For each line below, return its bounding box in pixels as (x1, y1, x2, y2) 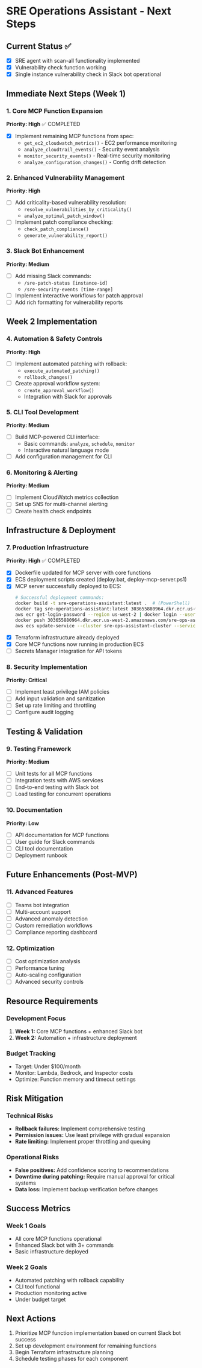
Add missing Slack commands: (14, 272, 92, 279)
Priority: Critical (6, 677, 47, 684)
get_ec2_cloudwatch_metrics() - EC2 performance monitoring (23, 139, 177, 146)
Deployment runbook (14, 852, 68, 859)
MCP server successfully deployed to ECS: (14, 583, 121, 590)
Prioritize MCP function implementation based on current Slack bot (14, 1329, 182, 1337)
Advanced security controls (14, 978, 84, 986)
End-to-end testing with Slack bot (14, 784, 99, 791)
